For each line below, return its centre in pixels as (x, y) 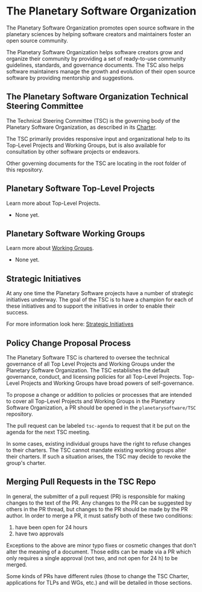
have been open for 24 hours (51, 527)
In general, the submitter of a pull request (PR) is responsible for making (96, 496)
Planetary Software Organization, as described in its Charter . (81, 127)
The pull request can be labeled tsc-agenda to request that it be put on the (98, 425)
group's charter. (26, 463)
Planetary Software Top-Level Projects (80, 189)
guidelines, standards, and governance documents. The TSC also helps (95, 65)
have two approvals (39, 534)
